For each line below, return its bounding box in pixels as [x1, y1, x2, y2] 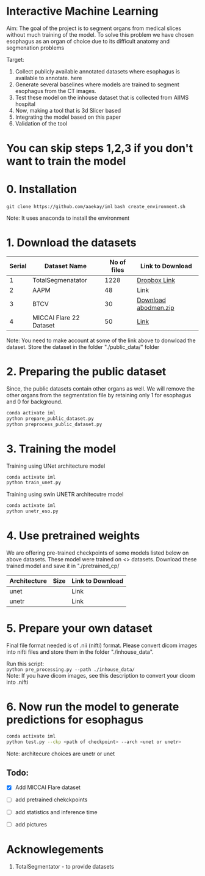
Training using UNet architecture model [6, 462, 106, 470]
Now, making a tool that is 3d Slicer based [15, 107, 121, 114]
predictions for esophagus [6, 713, 143, 727]
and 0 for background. [6, 398, 63, 405]
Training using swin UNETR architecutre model [6, 491, 124, 498]
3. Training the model [6, 442, 117, 455]
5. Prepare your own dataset [6, 621, 153, 635]
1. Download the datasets [6, 236, 137, 250]
